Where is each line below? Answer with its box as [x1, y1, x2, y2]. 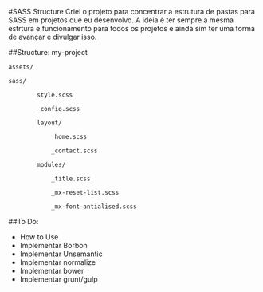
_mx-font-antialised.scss [50, 203, 137, 211]
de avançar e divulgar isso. [8, 32, 97, 41]
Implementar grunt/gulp [19, 274, 98, 284]
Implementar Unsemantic [19, 249, 103, 258]
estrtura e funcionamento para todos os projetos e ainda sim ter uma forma [8, 24, 255, 33]
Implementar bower [19, 266, 84, 275]
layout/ [37, 119, 62, 127]
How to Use [19, 232, 59, 242]
